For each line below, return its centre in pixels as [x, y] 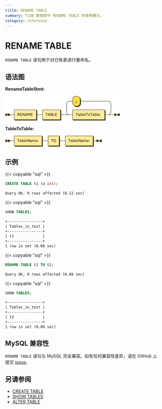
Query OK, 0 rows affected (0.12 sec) [45, 193]
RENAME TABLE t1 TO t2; [30, 265]
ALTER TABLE [26, 402]
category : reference [26, 21]
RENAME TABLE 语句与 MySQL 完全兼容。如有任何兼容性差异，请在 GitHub [78, 356]
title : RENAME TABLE [26, 10]
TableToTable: [20, 129]
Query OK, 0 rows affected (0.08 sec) [45, 274]
